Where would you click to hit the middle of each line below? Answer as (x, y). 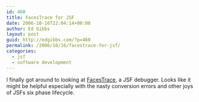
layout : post (23, 34)
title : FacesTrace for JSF (40, 18)
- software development (42, 62)
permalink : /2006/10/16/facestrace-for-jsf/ (63, 46)
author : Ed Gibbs (28, 29)
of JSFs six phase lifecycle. (40, 92)
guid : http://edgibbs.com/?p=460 (49, 40)
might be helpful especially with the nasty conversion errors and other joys (100, 86)
